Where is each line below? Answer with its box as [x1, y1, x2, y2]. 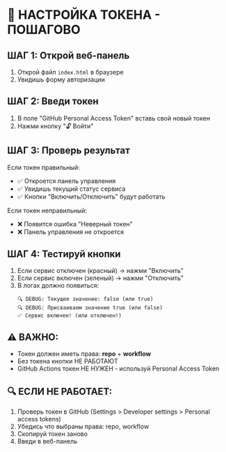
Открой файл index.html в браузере [17, 68, 124, 76]
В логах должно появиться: [17, 281, 99, 290]
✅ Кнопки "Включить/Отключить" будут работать [17, 192, 166, 201]
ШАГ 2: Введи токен [7, 95, 99, 107]
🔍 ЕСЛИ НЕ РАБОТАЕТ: [7, 385, 113, 397]
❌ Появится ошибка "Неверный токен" [17, 219, 134, 228]
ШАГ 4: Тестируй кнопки [7, 248, 121, 260]
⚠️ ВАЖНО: [7, 331, 59, 343]
